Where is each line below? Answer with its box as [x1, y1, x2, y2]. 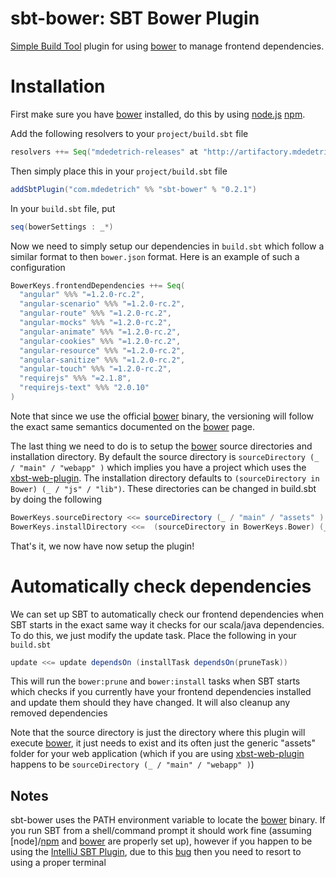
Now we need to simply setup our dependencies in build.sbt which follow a [10, 240, 325, 252]
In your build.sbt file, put [10, 202, 116, 214]
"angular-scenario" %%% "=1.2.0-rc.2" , [19, 299, 186, 309]
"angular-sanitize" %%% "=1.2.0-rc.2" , [19, 355, 186, 365]
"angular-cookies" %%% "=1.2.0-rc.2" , [19, 336, 182, 346]
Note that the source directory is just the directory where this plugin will [10, 727, 306, 739]
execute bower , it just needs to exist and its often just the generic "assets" [10, 737, 317, 749]
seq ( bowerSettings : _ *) [10, 222, 114, 232]
